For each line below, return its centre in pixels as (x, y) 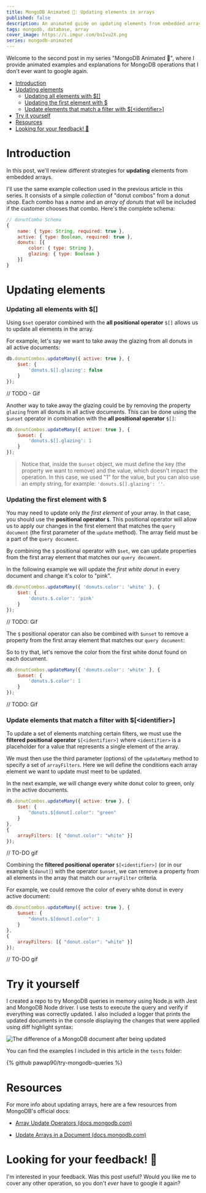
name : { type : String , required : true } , (71, 231)
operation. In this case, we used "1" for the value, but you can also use (110, 477)
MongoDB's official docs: (38, 1111)
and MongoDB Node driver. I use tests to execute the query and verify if (97, 1008)
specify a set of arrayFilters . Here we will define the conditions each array (102, 765)
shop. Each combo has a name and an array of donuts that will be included (101, 202)
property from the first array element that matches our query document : (96, 640)
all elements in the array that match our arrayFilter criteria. (82, 878)
